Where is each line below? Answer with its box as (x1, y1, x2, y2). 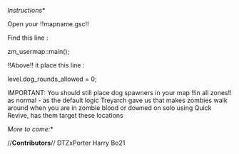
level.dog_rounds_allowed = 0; (7, 75, 98, 83)
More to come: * (7, 125, 54, 133)
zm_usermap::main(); (7, 48, 70, 55)
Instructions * (7, 6, 46, 14)
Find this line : (7, 33, 49, 42)
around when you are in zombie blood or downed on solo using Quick (7, 104, 212, 112)
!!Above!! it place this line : (7, 61, 85, 70)
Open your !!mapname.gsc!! (7, 20, 89, 28)
